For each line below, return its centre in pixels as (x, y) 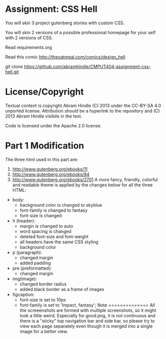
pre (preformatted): (32, 268)
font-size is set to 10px (43, 300)
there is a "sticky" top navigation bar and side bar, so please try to (87, 321)
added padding (35, 263)
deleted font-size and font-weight (54, 236)
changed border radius (43, 284)
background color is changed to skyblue (61, 205)
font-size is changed (41, 215)
